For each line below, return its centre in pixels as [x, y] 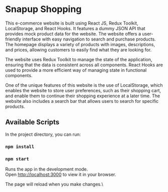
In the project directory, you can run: [43, 134]
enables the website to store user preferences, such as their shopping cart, [83, 90]
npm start [17, 159]
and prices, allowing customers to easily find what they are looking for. [78, 50]
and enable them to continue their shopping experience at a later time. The [82, 96]
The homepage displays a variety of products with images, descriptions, [80, 44]
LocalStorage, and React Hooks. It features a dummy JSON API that [75, 28]
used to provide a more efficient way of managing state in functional [76, 70]
